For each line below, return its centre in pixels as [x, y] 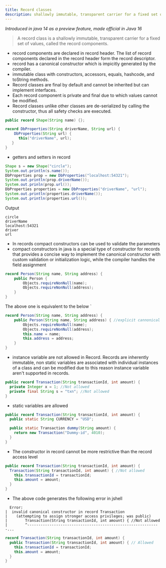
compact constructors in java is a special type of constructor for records [86, 249]
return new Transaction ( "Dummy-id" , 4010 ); [60, 433]
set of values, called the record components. [63, 43]
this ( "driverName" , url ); [45, 139]
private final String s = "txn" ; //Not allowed [60, 391]
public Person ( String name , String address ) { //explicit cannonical [87, 320]
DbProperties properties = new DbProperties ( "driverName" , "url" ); [76, 189]
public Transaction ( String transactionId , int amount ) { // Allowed [82, 542]
